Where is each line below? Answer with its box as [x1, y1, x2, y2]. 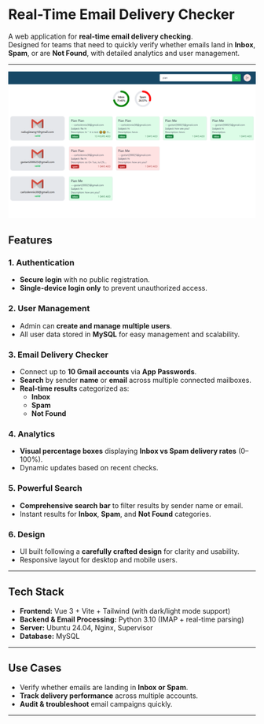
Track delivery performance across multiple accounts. [19, 691, 199, 700]
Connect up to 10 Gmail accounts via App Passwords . [19, 366, 197, 376]
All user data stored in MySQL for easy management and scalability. [19, 329, 240, 339]
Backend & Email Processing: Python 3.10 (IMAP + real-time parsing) [19, 614, 245, 624]
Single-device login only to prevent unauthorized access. [19, 284, 208, 293]
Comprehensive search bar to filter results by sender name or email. [19, 500, 244, 510]
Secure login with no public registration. [19, 275, 151, 284]
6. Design [8, 529, 46, 540]
